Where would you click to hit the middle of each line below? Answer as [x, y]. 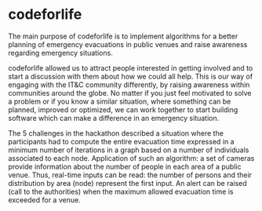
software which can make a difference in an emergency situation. [114, 118]
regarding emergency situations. [61, 53]
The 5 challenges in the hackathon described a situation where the [116, 133]
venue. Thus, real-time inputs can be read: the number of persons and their [130, 175]
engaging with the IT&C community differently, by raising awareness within [129, 85]
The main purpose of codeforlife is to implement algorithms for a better [123, 36]
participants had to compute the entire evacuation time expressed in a [121, 141]
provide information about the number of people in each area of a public [125, 166]
